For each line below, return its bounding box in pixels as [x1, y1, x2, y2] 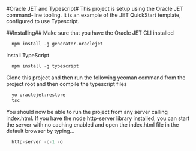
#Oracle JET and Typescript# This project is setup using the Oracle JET [6, 5, 184, 12]
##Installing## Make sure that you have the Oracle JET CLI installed [6, 29, 174, 36]
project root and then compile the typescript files [6, 80, 127, 87]
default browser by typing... [6, 127, 75, 134]
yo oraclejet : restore [11, 92, 66, 98]
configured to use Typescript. [6, 18, 80, 24]
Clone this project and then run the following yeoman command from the [6, 74, 186, 81]
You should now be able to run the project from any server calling [6, 108, 168, 115]
